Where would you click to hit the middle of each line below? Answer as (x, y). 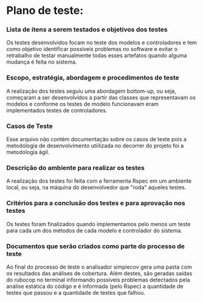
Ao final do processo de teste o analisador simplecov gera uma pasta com (99, 267)
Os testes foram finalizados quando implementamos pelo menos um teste (98, 224)
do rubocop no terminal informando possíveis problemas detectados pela (98, 280)
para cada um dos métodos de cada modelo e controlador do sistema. (94, 230)
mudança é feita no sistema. (42, 62)
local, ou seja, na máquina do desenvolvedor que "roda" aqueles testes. (96, 187)
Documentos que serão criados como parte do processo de (96, 246)
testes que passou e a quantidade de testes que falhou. (76, 292)
